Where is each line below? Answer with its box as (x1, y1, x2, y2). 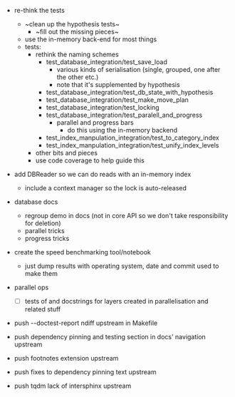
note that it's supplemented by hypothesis (56, 81, 180, 88)
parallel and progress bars (56, 118, 134, 127)
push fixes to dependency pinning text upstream (14, 368, 157, 376)
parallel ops (14, 283, 49, 292)
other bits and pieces (35, 149, 98, 157)
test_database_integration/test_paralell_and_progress (46, 110, 203, 119)
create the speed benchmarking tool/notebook (14, 248, 152, 256)
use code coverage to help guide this (35, 156, 145, 165)
